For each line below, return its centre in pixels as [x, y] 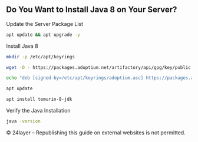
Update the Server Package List [45, 24]
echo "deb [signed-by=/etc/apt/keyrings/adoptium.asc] [75, 78]
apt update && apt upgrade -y [43, 35]
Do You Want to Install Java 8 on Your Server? [92, 10]
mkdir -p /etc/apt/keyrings [41, 57]
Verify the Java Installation [38, 111]
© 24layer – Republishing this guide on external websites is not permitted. [96, 133]
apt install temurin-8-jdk [39, 100]
